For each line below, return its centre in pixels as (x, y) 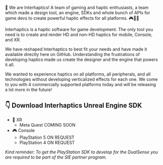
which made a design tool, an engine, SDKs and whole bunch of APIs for (78, 13)
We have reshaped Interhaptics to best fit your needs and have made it (76, 49)
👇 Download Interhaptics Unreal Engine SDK (73, 105)
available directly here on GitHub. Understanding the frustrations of (72, 54)
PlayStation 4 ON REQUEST (47, 142)
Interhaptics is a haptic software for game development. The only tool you (79, 29)
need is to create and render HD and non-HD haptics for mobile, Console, (79, 35)
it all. (10, 65)
